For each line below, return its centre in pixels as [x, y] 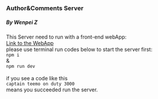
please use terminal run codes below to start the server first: [79, 49]
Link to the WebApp [30, 43]
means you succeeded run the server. [52, 90]
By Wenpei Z [22, 22]
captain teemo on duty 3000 [41, 84]
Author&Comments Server [45, 8]
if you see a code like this [37, 78]
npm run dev [21, 66]
